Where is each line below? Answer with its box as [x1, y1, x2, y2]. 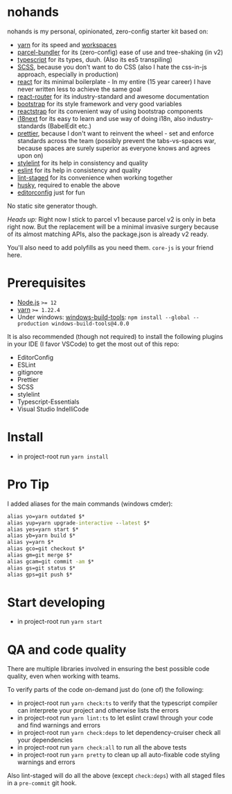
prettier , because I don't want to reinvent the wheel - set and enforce [17, 129, 215, 138]
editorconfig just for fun [17, 188, 85, 197]
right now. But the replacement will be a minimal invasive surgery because [7, 222, 220, 231]
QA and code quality [7, 642, 127, 657]
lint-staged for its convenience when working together [17, 173, 173, 181]
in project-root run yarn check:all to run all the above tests [17, 743, 187, 752]
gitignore [17, 367, 44, 376]
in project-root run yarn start [17, 618, 102, 626]
